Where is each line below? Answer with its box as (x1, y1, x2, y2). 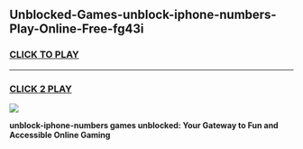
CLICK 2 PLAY (9, 82, 72, 95)
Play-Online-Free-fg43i (9, 22, 144, 37)
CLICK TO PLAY (9, 49, 79, 61)
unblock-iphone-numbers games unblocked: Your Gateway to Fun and (9, 119, 279, 130)
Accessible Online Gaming (9, 129, 111, 140)
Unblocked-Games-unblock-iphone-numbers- (9, 7, 277, 23)
